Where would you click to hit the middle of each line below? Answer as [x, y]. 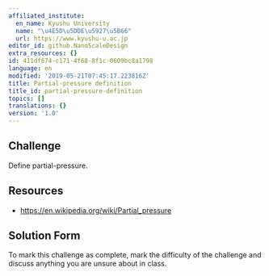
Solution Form [44, 236]
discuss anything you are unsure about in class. [88, 264]
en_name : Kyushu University [63, 23]
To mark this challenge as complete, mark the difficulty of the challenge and [135, 255]
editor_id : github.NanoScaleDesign [68, 46]
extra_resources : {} [43, 53]
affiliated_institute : [46, 16]
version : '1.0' [34, 114]
